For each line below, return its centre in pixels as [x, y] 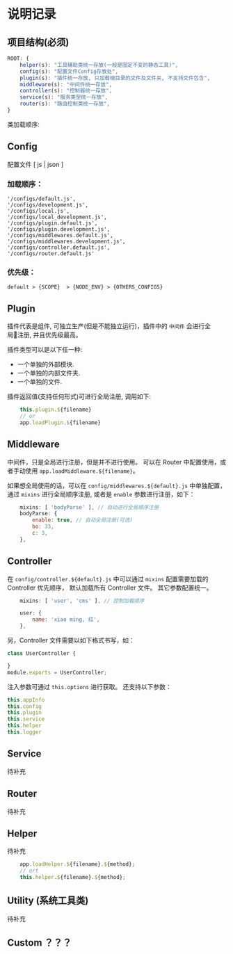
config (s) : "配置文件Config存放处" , [69, 71]
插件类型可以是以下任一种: [45, 350]
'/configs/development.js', [48, 205]
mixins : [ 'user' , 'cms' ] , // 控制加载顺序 [82, 601]
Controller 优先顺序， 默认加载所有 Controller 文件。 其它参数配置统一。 [110, 588]
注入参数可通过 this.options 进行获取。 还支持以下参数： [89, 686]
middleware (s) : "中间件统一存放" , [66, 84]
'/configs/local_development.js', [57, 217]
